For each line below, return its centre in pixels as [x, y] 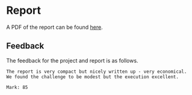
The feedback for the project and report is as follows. [72, 60]
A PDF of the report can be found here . [55, 27]
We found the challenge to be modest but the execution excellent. [93, 77]
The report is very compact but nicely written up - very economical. [97, 72]
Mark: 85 [17, 87]
